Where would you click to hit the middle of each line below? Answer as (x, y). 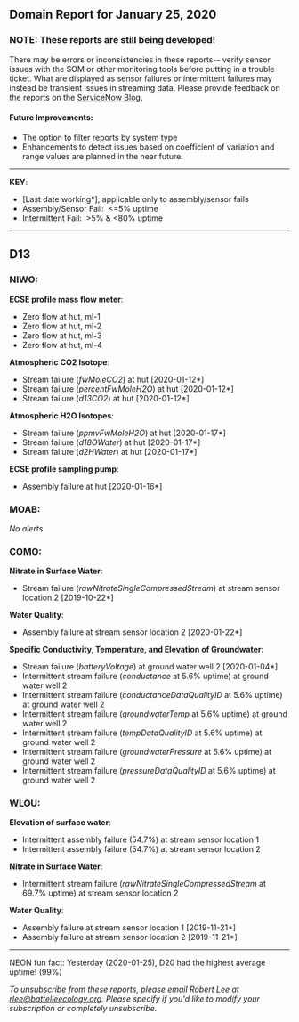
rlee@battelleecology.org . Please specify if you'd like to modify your (135, 999)
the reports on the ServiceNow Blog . (76, 97)
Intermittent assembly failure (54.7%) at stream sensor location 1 (141, 839)
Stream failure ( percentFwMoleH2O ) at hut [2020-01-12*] (128, 389)
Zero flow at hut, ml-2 (62, 326)
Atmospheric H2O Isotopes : (61, 415)
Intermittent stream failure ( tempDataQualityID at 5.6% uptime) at (142, 733)
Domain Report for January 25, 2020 (113, 15)
